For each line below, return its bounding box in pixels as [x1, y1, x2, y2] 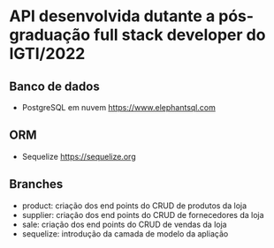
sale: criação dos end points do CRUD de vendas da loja [21, 219, 227, 229]
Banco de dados [9, 79, 100, 94]
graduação [9, 25, 91, 45]
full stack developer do [94, 25, 266, 45]
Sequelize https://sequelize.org [21, 151, 136, 162]
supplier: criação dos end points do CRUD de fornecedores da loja [21, 209, 264, 220]
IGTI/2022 [9, 44, 86, 64]
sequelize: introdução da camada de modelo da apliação [21, 228, 229, 239]
